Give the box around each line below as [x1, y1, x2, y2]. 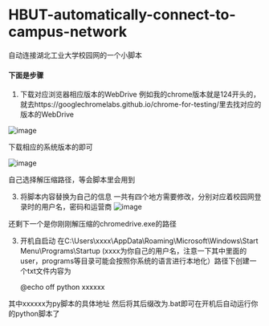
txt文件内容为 [26, 267, 71, 276]
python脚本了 [14, 309, 60, 319]
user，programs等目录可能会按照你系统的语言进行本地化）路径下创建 [19, 256, 251, 266]
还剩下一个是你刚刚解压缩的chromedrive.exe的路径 [8, 219, 177, 229]
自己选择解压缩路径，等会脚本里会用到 [8, 175, 135, 185]
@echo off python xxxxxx [19, 283, 105, 292]
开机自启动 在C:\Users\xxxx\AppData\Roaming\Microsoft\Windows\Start [19, 236, 259, 246]
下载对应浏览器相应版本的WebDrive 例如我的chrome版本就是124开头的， [19, 90, 261, 100]
